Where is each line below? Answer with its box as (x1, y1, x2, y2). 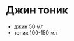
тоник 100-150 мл (13, 29, 58, 36)
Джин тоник (5, 4, 68, 17)
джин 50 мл (13, 23, 44, 30)
